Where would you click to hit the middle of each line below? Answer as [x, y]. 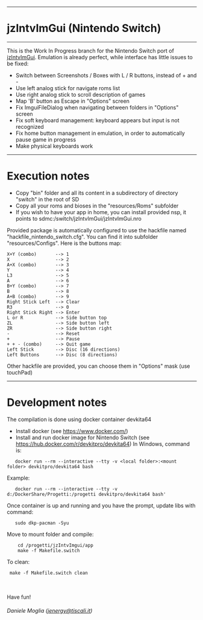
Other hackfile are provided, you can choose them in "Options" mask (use [98, 366]
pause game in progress [46, 139]
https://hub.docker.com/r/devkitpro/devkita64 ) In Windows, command [103, 444]
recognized [30, 126]
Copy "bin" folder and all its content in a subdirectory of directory [97, 193]
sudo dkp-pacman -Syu [42, 523]
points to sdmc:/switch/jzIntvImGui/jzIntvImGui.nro [79, 218]
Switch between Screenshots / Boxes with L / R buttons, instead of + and [106, 75]
